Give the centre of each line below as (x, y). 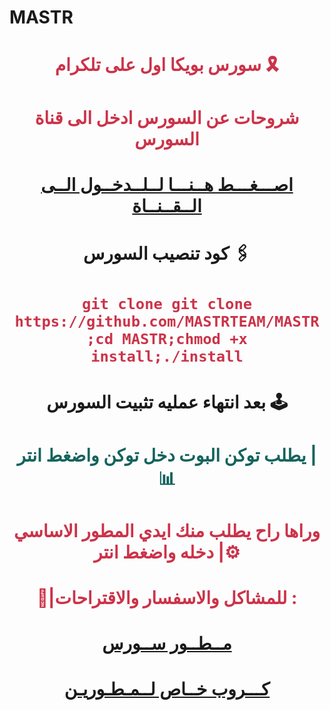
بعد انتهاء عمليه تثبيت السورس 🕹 (167, 402)
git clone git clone (167, 304)
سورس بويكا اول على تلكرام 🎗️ (167, 65)
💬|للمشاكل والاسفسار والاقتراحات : (167, 597)
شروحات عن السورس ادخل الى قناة (167, 117)
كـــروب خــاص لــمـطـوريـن (167, 689)
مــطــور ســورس (167, 643)
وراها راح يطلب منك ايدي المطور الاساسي (167, 530)
